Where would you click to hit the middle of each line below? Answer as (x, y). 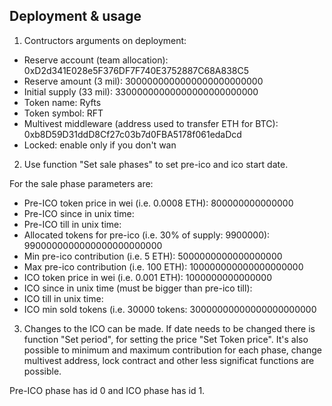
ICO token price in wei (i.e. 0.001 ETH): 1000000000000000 (147, 277)
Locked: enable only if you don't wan (100, 145)
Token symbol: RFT (63, 113)
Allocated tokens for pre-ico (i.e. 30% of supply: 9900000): (147, 235)
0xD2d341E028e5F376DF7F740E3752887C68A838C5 (136, 70)
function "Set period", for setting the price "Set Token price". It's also (166, 339)
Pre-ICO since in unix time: (79, 213)
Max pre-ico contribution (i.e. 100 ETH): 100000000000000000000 (163, 266)
